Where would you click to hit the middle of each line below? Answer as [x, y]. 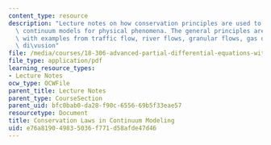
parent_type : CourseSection [56, 98]
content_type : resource [48, 16]
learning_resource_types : [52, 68]
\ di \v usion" [38, 46]
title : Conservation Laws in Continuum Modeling [92, 121]
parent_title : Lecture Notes [57, 91]
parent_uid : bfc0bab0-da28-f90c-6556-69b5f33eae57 [95, 106]
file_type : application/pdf [56, 61]
